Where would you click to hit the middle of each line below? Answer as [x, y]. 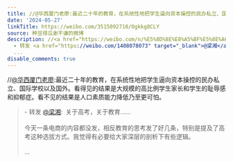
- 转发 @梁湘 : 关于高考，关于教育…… [77, 111]
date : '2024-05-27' [35, 20]
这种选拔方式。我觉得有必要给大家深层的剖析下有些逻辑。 [112, 136]
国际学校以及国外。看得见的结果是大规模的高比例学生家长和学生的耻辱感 [122, 88]
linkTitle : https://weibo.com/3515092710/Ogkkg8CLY [83, 26]
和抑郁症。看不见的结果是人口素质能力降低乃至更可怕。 [86, 97]
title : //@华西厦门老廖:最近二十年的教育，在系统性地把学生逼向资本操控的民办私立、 [114, 14]
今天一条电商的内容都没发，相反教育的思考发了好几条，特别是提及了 [121, 128]
